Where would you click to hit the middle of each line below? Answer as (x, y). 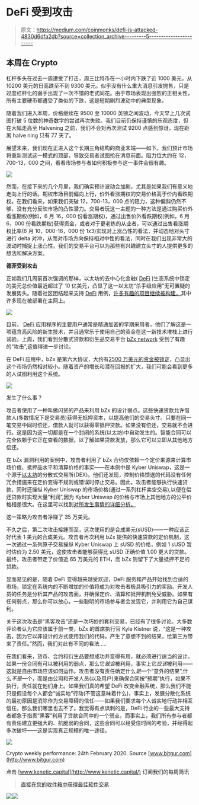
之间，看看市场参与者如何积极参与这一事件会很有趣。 (105, 162)
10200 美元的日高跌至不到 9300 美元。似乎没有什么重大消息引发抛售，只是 (98, 85)
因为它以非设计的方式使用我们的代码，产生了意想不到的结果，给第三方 (102, 636)
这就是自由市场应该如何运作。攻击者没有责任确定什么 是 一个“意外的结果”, (94, 671)
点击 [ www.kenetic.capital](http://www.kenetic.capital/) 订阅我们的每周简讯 (98, 772)
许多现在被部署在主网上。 (37, 301)
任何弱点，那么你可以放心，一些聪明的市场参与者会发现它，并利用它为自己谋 (99, 601)
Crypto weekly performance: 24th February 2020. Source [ (78, 753)
